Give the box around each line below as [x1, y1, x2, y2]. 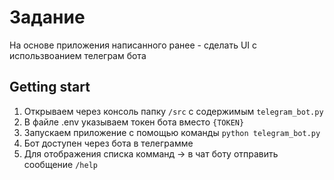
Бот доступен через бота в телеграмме [23, 137, 194, 149]
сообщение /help [23, 158, 98, 170]
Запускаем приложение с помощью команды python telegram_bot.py [23, 126, 321, 138]
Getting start [9, 79, 91, 96]
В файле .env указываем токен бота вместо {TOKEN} [23, 116, 245, 128]
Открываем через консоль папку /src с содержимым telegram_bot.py [23, 105, 324, 117]
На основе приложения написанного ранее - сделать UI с [9, 39, 258, 51]
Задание [9, 6, 86, 29]
